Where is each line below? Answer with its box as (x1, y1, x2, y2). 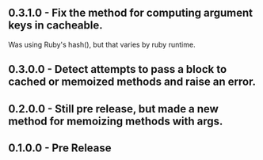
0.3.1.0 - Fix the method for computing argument (8, 6, 253, 20)
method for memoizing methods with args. (8, 114, 223, 128)
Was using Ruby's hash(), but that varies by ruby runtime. (8, 40, 196, 49)
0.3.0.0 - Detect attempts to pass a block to (8, 63, 227, 76)
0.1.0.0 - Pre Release (8, 141, 112, 154)
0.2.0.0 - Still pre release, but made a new (8, 102, 219, 116)
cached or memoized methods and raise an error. (8, 75, 256, 89)
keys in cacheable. (8, 19, 103, 32)
